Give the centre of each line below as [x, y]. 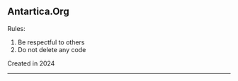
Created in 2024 [31, 63]
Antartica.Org [38, 12]
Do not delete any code [52, 49]
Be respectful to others [51, 42]
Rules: [17, 28]
